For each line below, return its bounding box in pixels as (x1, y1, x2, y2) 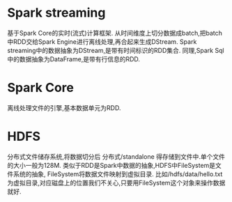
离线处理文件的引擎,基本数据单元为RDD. (7, 103, 121, 112)
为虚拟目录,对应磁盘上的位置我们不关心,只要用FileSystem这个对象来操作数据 (7, 178, 226, 187)
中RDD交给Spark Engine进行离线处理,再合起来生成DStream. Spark (7, 37, 197, 46)
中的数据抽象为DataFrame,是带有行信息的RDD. (7, 54, 141, 63)
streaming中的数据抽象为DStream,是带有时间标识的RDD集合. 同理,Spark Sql (7, 46, 224, 54)
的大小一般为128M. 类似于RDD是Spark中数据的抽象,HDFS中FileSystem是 (7, 161, 216, 169)
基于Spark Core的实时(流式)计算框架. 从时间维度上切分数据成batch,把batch (7, 29, 223, 37)
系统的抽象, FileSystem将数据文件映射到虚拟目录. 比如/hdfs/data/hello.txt (13, 169, 223, 178)
